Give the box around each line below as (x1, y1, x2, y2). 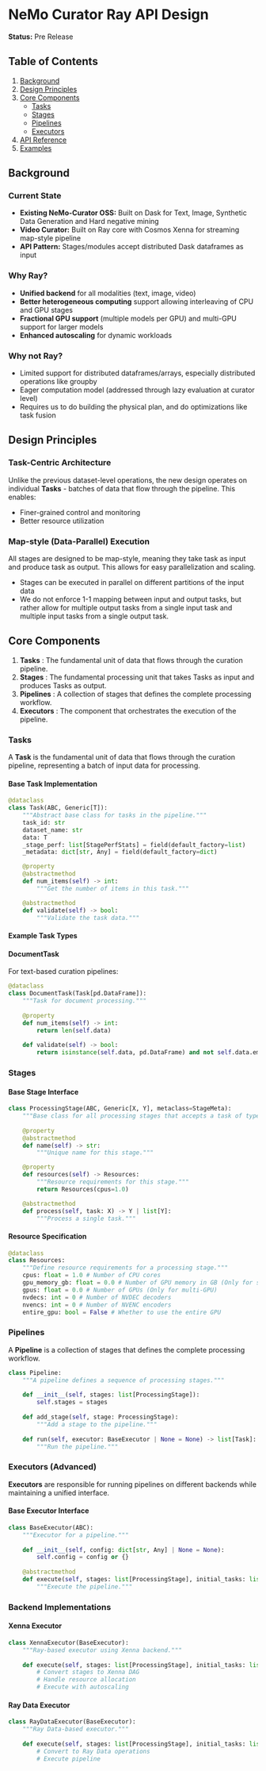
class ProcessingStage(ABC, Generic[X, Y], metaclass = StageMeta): (8, 1105, 232, 1113)
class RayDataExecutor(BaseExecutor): (8, 1718, 136, 1726)
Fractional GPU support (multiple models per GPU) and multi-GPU (19, 314, 237, 323)
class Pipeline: (8, 1369, 62, 1376)
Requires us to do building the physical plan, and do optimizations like (19, 402, 248, 412)
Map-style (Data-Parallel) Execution (8, 536, 150, 547)
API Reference (19, 135, 67, 144)
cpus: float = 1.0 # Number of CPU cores (22, 1272, 161, 1280)
